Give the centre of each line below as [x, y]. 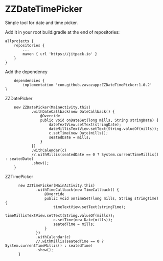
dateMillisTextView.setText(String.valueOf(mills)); [104, 129]
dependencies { [29, 80]
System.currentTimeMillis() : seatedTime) [49, 246]
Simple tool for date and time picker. [42, 23]
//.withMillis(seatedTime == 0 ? [70, 241]
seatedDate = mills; [70, 137]
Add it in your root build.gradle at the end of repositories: [62, 32]
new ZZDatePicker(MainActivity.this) [52, 107]
